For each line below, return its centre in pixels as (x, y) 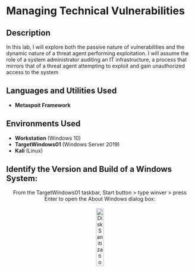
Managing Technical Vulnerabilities (96, 11)
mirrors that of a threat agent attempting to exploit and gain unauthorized (96, 66)
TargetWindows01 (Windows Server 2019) (67, 144)
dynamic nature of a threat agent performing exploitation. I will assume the (97, 53)
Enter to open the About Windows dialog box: (100, 199)
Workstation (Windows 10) (48, 138)
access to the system (32, 72)
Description (28, 33)
